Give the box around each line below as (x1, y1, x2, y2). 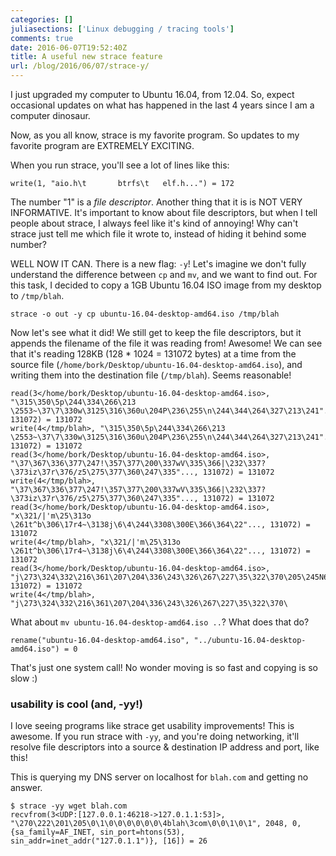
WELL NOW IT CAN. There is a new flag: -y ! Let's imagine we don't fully (10, 258, 307, 270)
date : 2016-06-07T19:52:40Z (10, 42, 128, 53)
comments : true (10, 33, 74, 43)
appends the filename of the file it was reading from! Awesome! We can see (10, 337, 323, 349)
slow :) (10, 672, 38, 684)
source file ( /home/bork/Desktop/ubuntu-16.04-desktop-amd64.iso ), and (10, 359, 303, 370)
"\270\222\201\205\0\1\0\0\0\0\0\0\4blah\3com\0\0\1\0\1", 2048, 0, (10, 819, 302, 829)
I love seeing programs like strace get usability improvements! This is (10, 720, 295, 732)
